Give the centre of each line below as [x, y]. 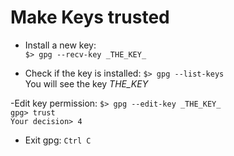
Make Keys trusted [90, 17]
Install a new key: [60, 45]
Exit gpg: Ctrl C [58, 140]
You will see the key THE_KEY [86, 83]
